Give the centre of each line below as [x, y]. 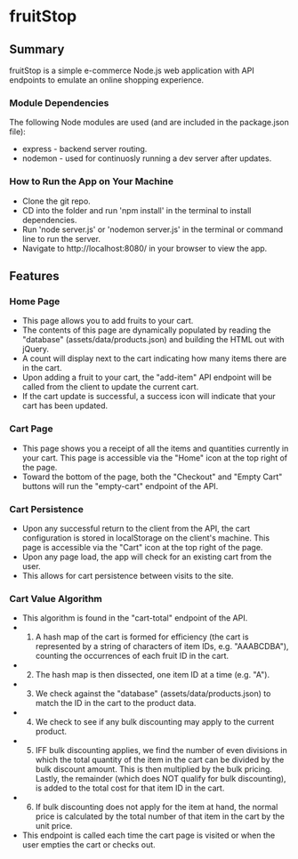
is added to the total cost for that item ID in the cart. [130, 788]
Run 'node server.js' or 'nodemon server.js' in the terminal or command [153, 229]
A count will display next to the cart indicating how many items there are [154, 358]
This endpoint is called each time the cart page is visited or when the [149, 835]
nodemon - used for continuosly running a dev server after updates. [147, 158]
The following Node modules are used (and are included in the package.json [149, 123]
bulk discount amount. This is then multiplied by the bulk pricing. [154, 769]
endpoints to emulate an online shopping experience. [107, 80]
